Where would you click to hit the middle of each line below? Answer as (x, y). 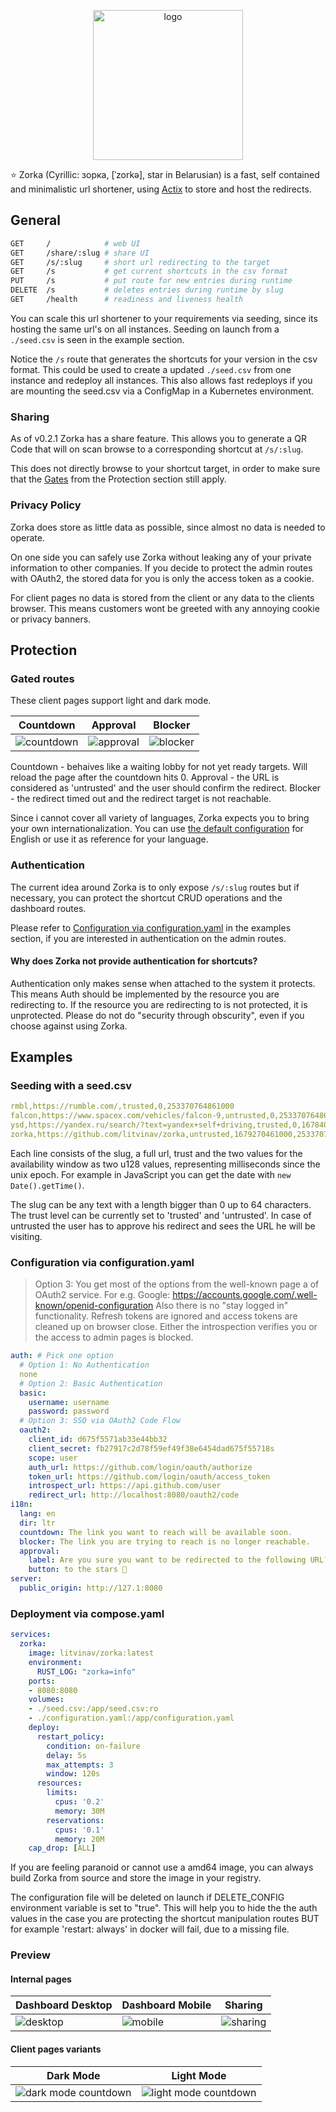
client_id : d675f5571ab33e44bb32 (98, 1440)
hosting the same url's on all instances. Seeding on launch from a (145, 329)
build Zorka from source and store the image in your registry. (136, 1878)
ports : (42, 1681)
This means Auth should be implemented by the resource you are (145, 994)
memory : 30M (79, 1811)
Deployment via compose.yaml (87, 1613)
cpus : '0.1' (79, 1830)
